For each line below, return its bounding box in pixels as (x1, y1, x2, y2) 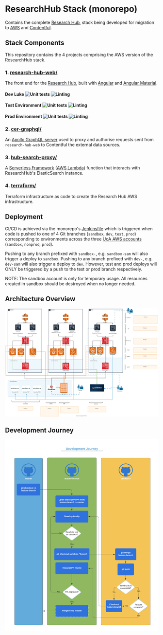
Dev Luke (5, 91, 24, 97)
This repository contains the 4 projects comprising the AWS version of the (5, 52, 153, 57)
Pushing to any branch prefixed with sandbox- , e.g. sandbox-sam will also (5, 251, 148, 256)
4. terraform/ (5, 182, 36, 189)
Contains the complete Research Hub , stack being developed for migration (5, 19, 154, 25)
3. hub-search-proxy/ (5, 154, 57, 161)
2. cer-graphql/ (5, 126, 42, 132)
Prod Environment (5, 113, 42, 119)
